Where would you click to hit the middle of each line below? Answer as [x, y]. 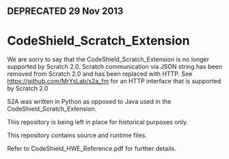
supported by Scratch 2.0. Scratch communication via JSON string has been [114, 67]
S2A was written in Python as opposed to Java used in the [89, 102]
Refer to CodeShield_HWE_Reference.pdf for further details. [92, 149]
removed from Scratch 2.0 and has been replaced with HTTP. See [100, 74]
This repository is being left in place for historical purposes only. [98, 122]
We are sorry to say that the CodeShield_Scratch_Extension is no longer [108, 59]
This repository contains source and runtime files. [77, 135]
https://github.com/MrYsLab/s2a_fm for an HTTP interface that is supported [114, 81]
